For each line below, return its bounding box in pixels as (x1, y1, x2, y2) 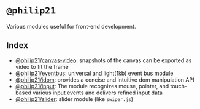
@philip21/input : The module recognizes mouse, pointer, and (15, 82, 169, 90)
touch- (170, 82, 188, 90)
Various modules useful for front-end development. (6, 23, 136, 30)
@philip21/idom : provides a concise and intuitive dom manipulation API (15, 76, 194, 83)
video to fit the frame (15, 63, 69, 70)
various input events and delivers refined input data (33, 89, 163, 96)
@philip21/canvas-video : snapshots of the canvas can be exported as (15, 57, 192, 64)
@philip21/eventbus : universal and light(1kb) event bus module (15, 69, 174, 77)
